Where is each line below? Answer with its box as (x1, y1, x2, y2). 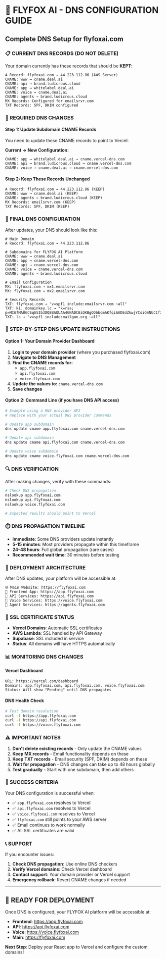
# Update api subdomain (5, 435, 54, 440)
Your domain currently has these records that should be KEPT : (5, 63, 132, 69)
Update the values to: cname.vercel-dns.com (12, 381, 103, 387)
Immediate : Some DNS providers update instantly (12, 536, 114, 542)
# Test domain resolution (5, 708, 58, 713)
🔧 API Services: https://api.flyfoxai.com (5, 594, 94, 599)
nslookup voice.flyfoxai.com (5, 502, 65, 507)
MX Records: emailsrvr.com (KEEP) (5, 200, 77, 205)
